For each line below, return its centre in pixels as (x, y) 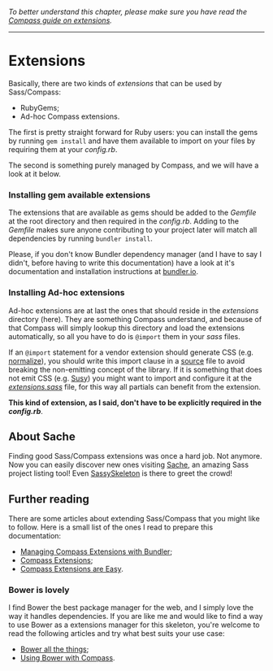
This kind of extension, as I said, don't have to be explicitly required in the (135, 403)
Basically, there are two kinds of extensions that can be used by (115, 83)
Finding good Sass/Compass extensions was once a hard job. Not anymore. (135, 456)
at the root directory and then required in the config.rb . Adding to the (124, 221)
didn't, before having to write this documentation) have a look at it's (122, 263)
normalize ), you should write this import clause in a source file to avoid (127, 360)
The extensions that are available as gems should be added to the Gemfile (132, 213)
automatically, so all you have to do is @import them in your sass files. (125, 336)
